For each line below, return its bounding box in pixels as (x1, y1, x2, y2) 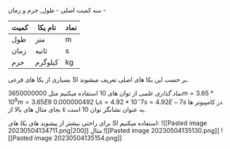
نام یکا (37, 22, 56, 32)
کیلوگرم (35, 58, 59, 67)
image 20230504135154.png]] (34, 134, 122, 142)
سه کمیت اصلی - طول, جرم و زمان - (8, 6, 107, 14)
